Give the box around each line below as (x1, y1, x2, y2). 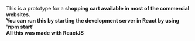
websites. (6, 11, 31, 18)
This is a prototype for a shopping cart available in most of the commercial (6, 5, 190, 12)
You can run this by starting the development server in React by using (6, 17, 180, 24)
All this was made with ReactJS (6, 29, 84, 36)
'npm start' (6, 23, 34, 30)
